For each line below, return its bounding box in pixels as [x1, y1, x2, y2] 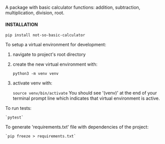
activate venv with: [12, 80, 52, 86]
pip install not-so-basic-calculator [5, 33, 86, 38]
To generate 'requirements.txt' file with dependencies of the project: [5, 124, 149, 130]
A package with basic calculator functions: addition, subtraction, [5, 5, 141, 10]
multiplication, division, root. [5, 10, 65, 16]
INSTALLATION [5, 21, 38, 27]
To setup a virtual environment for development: [5, 42, 106, 48]
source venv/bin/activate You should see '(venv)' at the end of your [12, 90, 157, 96]
